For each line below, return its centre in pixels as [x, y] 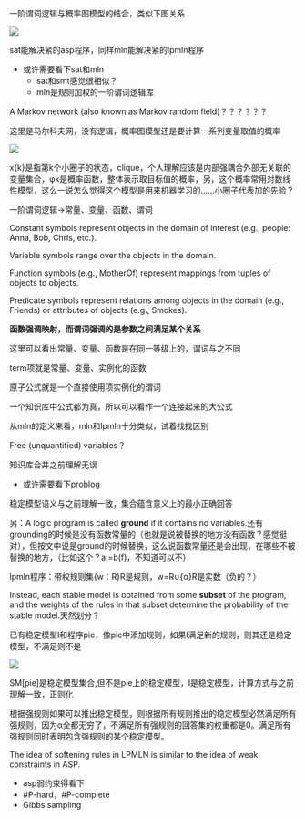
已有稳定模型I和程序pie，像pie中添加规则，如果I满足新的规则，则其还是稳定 [151, 635]
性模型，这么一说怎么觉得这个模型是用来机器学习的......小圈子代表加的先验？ [152, 190]
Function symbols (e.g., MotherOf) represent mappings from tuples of [140, 273]
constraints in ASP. [45, 764]
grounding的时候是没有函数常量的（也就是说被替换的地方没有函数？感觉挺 [148, 534]
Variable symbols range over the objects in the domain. [113, 255]
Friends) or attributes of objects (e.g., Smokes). [98, 310]
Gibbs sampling [52, 805]
